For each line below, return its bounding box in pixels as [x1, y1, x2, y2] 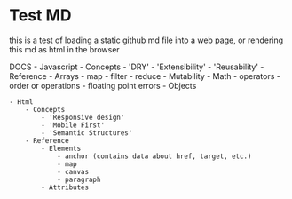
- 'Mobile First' [41, 121, 105, 130]
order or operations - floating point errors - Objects [9, 80, 197, 91]
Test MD [9, 5, 73, 26]
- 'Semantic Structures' [41, 128, 133, 138]
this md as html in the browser [9, 44, 120, 54]
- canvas [56, 167, 90, 176]
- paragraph [56, 175, 101, 184]
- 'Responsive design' [41, 113, 125, 122]
